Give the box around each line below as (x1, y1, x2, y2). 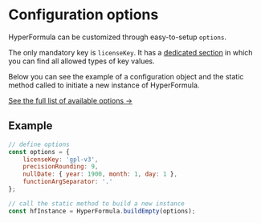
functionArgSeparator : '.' (22, 178, 113, 186)
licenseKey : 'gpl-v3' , (22, 155, 99, 164)
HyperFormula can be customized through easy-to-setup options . (8, 32, 227, 42)
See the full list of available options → (8, 95, 133, 105)
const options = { (8, 148, 70, 156)
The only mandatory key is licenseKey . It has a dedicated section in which (8, 47, 253, 57)
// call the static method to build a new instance (8, 199, 185, 208)
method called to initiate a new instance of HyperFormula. (8, 80, 200, 90)
